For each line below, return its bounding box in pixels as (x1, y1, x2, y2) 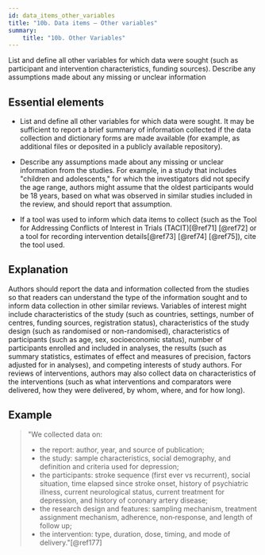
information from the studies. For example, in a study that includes (19, 166, 237, 175)
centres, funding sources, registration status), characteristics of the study (8, 318, 250, 327)
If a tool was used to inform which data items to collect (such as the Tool (19, 215, 258, 225)
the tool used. (19, 240, 65, 250)
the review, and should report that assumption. (19, 199, 172, 209)
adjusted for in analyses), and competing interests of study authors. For (8, 360, 242, 369)
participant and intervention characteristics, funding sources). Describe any (8, 64, 256, 74)
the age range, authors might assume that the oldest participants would (19, 183, 254, 192)
